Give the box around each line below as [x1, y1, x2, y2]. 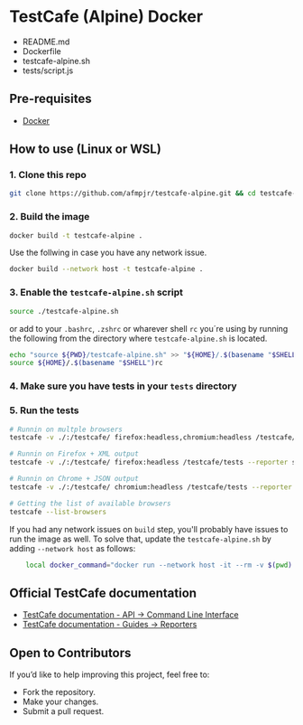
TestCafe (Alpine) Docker [9, 6, 204, 27]
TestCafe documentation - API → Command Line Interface [22, 609, 239, 620]
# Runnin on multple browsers [9, 425, 124, 434]
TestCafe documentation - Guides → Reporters [22, 619, 197, 630]
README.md [22, 36, 70, 47]
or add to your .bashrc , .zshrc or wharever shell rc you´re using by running [9, 323, 289, 334]
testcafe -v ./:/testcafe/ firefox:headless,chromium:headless [9, 433, 252, 442]
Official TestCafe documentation [9, 585, 197, 600]
